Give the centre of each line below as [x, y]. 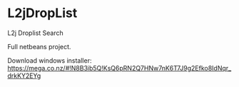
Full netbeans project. [39, 46]
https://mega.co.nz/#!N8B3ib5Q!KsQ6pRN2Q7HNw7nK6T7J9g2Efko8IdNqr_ [119, 68]
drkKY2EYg [24, 76]
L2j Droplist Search [36, 33]
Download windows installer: [50, 60]
